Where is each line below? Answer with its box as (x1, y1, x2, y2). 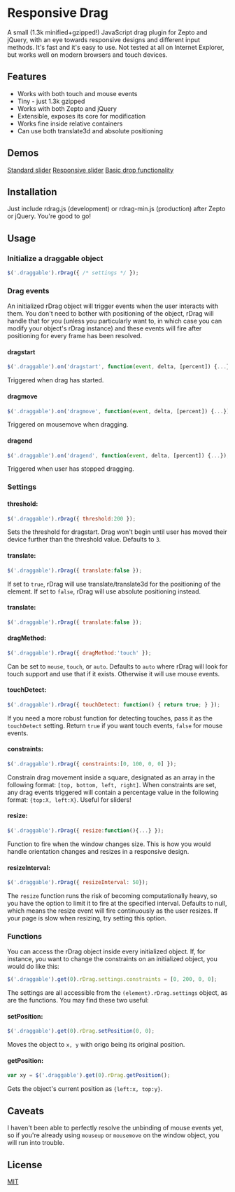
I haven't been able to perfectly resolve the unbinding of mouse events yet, (7, 1124, 224, 1132)
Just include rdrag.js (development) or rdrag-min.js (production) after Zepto (7, 205, 226, 213)
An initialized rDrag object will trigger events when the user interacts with (7, 302, 219, 310)
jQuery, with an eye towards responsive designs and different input (7, 35, 201, 43)
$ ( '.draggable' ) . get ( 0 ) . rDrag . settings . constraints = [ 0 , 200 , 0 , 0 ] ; (7, 976, 218, 983)
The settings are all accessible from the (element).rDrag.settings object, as (7, 989, 228, 997)
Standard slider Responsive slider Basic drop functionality (7, 166, 174, 174)
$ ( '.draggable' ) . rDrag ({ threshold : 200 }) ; (7, 515, 136, 522)
